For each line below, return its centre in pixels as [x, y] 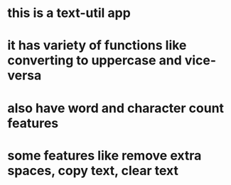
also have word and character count [116, 108]
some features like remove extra [104, 156]
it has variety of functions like [97, 46]
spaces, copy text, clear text [93, 170]
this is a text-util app [69, 13]
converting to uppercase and [95, 61]
